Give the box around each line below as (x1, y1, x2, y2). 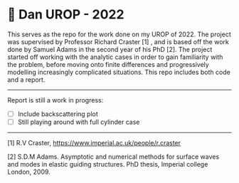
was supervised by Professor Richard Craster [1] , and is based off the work (7, 37, 229, 46)
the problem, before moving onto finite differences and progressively (7, 60, 210, 68)
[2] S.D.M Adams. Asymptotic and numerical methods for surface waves (7, 152, 220, 161)
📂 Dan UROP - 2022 (7, 6, 124, 23)
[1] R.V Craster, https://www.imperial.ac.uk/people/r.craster (7, 139, 181, 147)
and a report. (7, 75, 46, 84)
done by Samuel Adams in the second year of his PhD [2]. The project (7, 45, 213, 53)
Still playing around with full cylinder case (17, 117, 140, 126)
